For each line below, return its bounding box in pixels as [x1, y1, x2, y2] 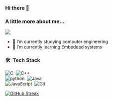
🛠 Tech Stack [5, 57, 41, 64]
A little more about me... [5, 17, 65, 24]
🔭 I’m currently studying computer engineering [12, 38, 109, 44]
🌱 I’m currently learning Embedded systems [12, 44, 102, 50]
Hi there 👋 [5, 4, 30, 11]
